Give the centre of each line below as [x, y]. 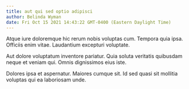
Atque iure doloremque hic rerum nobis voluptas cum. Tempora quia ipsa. [94, 39]
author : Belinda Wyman [34, 17]
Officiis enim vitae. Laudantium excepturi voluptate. [68, 45]
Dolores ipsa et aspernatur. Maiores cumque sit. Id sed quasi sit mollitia [92, 74]
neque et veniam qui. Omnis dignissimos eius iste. [66, 62]
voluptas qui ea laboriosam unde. [46, 80]
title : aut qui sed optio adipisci [49, 11]
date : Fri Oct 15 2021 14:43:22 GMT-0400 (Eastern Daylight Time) [89, 22]
